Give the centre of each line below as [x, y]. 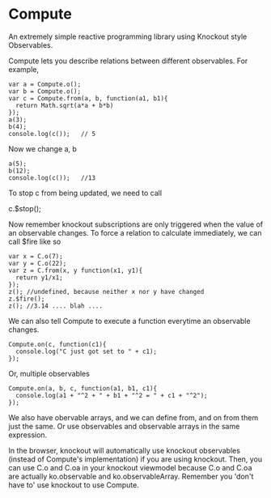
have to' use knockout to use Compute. [74, 485]
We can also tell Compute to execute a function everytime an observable [129, 321]
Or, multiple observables [49, 373]
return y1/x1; [39, 277]
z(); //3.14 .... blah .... [56, 306]
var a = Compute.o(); [45, 84]
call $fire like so [35, 241]
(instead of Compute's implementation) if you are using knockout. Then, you [135, 459]
